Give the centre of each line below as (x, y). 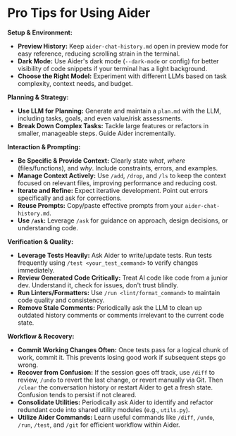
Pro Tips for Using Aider (79, 13)
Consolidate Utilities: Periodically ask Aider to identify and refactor (115, 402)
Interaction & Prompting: (44, 147)
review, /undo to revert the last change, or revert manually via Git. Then (120, 380)
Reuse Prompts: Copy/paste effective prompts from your (100, 205)
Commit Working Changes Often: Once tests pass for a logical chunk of (123, 349)
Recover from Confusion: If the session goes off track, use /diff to (116, 372)
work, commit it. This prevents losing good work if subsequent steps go (122, 357)
